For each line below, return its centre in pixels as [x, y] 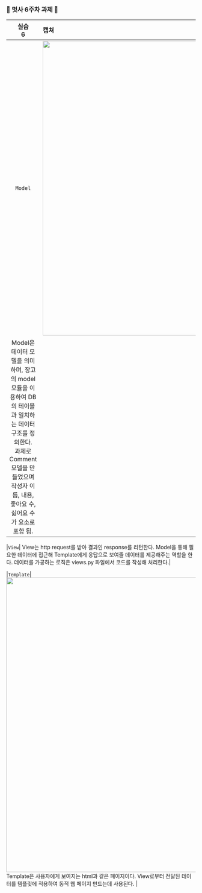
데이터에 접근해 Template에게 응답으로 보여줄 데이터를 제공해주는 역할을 [102, 555]
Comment [23, 459]
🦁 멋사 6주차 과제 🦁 [32, 9]
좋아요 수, [23, 504]
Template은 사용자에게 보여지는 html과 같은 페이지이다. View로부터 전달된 [93, 876]
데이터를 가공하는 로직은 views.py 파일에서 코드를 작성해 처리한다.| [93, 563]
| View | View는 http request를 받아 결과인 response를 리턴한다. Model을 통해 [97, 547]
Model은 [23, 343]
